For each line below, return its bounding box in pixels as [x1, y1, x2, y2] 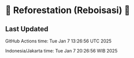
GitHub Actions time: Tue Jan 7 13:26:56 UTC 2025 [5, 38, 112, 44]
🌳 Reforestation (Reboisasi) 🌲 [5, 5, 130, 16]
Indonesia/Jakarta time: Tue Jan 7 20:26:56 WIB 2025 [5, 48, 118, 53]
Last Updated [5, 25, 49, 33]
